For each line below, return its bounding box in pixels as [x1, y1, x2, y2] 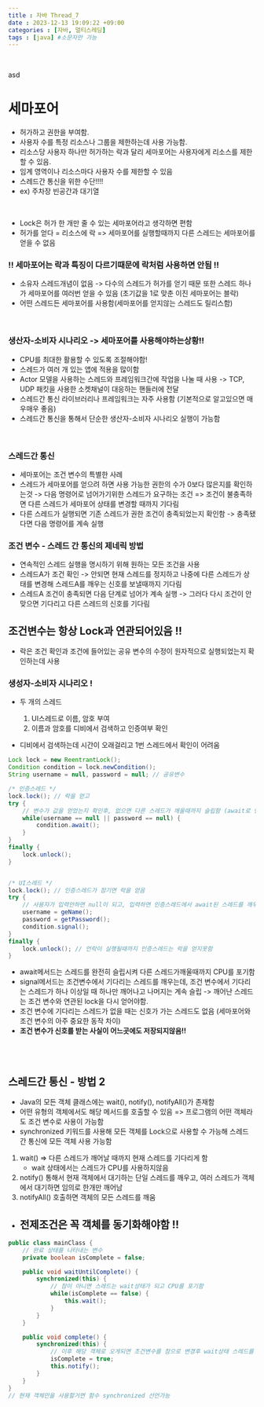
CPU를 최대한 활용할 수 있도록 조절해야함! [19, 354, 148, 364]
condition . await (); [36, 822, 101, 830]
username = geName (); [22, 908, 93, 916]
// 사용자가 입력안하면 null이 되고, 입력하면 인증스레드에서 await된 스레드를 [22, 901, 244, 909]
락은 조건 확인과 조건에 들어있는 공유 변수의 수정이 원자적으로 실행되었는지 [19, 647, 247, 656]
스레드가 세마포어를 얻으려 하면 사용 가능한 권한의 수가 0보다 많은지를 [19, 480, 232, 489]
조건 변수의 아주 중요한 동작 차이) [19, 1017, 121, 1026]
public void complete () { [22, 1333, 108, 1341]
